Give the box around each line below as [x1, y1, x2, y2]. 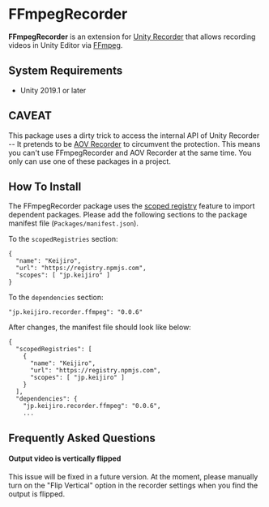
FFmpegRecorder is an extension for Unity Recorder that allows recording [8, 32, 256, 41]
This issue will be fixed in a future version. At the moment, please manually [8, 471, 258, 481]
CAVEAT [8, 109, 53, 122]
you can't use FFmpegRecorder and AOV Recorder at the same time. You [8, 148, 252, 157]
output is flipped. [8, 488, 66, 499]
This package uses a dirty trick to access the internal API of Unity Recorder [8, 131, 260, 140]
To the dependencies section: [8, 293, 104, 303]
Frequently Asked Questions [8, 431, 156, 445]
